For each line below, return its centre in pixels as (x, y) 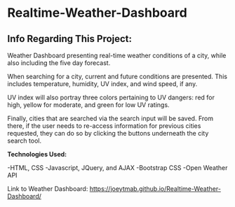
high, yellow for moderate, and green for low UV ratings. (88, 105)
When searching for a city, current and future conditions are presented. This (117, 76)
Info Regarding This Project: (69, 39)
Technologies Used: (37, 154)
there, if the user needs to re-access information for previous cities (104, 126)
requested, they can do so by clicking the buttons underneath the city (108, 133)
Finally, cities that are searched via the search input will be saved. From (110, 118)
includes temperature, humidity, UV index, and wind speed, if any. (102, 84)
